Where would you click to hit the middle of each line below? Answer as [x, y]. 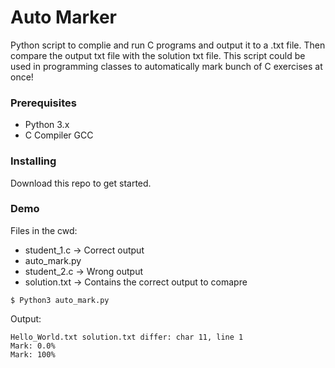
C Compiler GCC [59, 135]
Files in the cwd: [44, 230]
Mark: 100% [33, 354]
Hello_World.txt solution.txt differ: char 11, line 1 [127, 337]
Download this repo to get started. [81, 183]
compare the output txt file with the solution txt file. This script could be [158, 55]
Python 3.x [47, 125]
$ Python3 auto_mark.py [60, 300]
